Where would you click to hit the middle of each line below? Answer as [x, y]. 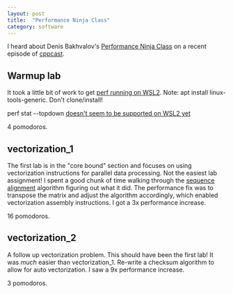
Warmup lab [34, 76]
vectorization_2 [42, 238]
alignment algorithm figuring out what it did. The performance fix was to [110, 188]
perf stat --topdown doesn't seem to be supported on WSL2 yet [99, 114]
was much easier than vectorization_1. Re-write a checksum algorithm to [111, 262]
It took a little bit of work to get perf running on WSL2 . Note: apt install [108, 93]
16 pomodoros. [29, 216]
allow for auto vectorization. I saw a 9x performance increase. [96, 270]
